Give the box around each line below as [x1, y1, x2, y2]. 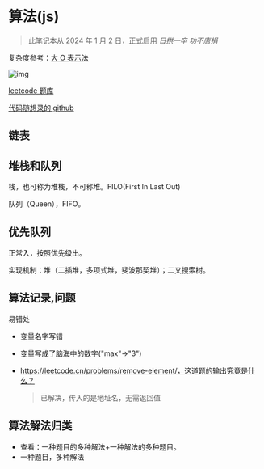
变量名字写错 [19, 331, 63, 340]
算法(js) [8, 7, 60, 26]
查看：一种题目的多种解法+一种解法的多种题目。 [19, 442, 182, 451]
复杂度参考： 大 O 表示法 [8, 53, 89, 62]
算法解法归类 [8, 419, 73, 433]
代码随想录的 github [8, 103, 74, 112]
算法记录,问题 [8, 291, 77, 305]
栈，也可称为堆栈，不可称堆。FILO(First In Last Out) [8, 182, 181, 192]
